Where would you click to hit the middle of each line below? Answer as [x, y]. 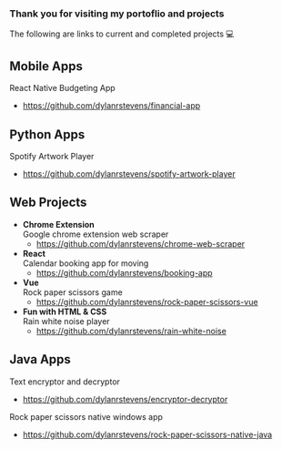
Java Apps [40, 359]
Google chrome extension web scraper [96, 234]
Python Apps [47, 134]
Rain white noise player [66, 321]
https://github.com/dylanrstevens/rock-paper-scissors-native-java [147, 434]
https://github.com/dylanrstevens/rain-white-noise [131, 331]
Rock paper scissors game [72, 292]
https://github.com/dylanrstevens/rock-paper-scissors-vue [147, 301]
